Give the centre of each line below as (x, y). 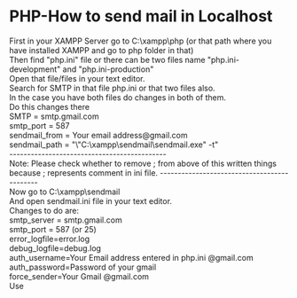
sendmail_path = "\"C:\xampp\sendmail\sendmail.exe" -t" (114, 145)
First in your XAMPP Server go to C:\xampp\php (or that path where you (141, 41)
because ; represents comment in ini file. (83, 173)
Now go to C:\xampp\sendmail (65, 192)
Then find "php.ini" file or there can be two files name (107, 59)
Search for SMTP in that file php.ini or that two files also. (112, 88)
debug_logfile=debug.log (55, 248)
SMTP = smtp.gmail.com (54, 116)
